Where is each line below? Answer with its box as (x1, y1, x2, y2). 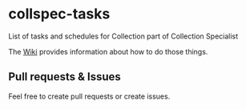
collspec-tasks (8, 5, 111, 23)
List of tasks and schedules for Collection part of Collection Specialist (8, 31, 239, 41)
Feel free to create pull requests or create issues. (8, 91, 171, 101)
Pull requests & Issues (8, 70, 122, 84)
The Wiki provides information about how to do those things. (8, 46, 208, 56)
